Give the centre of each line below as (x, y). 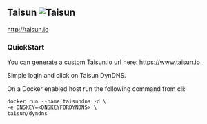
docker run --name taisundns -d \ (57, 102)
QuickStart (26, 47)
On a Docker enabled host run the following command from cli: (97, 89)
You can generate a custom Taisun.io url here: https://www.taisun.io (103, 62)
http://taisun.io (28, 29)
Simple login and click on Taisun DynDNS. (67, 76)
